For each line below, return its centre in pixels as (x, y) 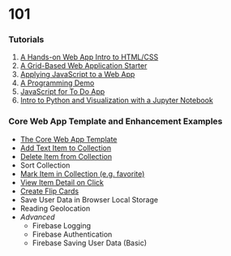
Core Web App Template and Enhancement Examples (115, 121)
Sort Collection (45, 165)
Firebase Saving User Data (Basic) (90, 243)
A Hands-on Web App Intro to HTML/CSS (89, 57)
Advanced (37, 217)
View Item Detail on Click (62, 182)
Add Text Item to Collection (66, 148)
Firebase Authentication (72, 234)
